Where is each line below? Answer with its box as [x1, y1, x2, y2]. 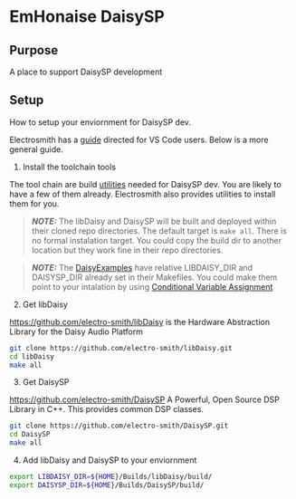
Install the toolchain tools [22, 161, 116, 172]
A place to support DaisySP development [9, 66, 163, 77]
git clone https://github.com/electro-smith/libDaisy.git [9, 343, 233, 352]
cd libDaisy [9, 351, 54, 361]
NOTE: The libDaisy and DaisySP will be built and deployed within [31, 216, 277, 226]
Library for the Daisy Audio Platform [9, 326, 143, 337]
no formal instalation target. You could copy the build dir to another [31, 235, 282, 245]
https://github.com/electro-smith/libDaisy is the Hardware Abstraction [9, 316, 270, 327]
